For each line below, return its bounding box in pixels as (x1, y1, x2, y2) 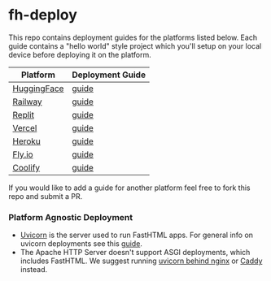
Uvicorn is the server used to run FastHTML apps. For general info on (20, 230, 254, 240)
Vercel (12, 122, 37, 133)
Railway (12, 96, 42, 107)
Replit (12, 109, 35, 120)
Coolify (12, 162, 41, 173)
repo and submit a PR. (8, 191, 83, 201)
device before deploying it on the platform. (8, 50, 152, 59)
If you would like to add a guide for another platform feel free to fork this (8, 183, 251, 192)
